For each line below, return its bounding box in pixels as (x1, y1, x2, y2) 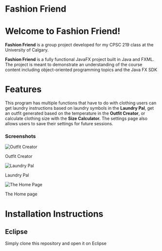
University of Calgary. (5, 47, 49, 53)
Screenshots (5, 133, 36, 139)
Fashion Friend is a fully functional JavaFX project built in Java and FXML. (5, 57, 154, 62)
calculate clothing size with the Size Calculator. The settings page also (5, 116, 147, 121)
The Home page (5, 191, 37, 197)
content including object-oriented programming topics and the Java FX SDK (5, 67, 157, 73)
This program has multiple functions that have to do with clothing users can (5, 100, 157, 106)
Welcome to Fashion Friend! (5, 26, 121, 37)
